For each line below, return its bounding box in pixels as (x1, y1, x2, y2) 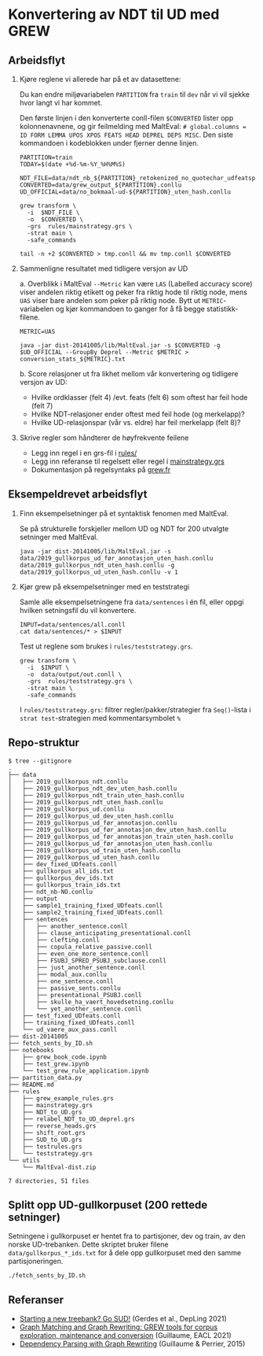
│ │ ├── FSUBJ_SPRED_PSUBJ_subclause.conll (8, 956, 167, 965)
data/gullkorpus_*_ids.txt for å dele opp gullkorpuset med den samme (8, 1248, 242, 1258)
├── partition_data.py (8, 1073, 82, 1081)
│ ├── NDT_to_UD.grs (8, 1108, 82, 1116)
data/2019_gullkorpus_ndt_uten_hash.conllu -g (19, 561, 175, 569)
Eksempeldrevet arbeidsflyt (8, 488, 148, 501)
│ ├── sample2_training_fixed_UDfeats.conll (8, 908, 163, 916)
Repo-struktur (8, 736, 80, 749)
